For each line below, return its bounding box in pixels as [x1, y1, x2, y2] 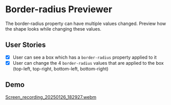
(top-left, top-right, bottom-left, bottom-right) [12, 65, 109, 72]
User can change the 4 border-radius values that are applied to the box [12, 60, 164, 66]
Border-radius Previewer [5, 4, 113, 15]
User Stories [5, 41, 46, 49]
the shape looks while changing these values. [5, 25, 101, 32]
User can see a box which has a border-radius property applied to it [12, 54, 157, 60]
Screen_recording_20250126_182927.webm [5, 94, 97, 100]
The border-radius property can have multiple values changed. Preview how [5, 20, 166, 27]
